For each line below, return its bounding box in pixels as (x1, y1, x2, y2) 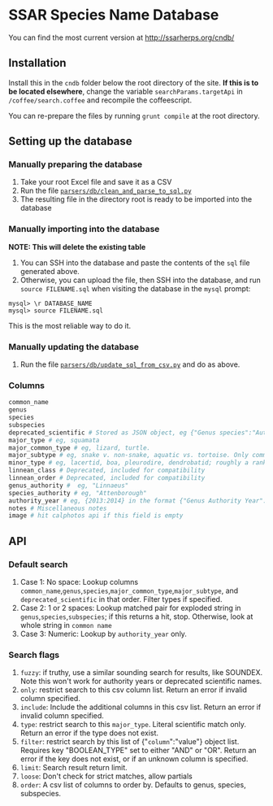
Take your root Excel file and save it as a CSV (19, 177, 172, 187)
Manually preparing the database (8, 159, 143, 170)
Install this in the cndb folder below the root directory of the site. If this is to (8, 77, 259, 87)
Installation (8, 56, 67, 70)
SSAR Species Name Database (8, 6, 219, 24)
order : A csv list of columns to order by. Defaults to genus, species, (19, 780, 246, 790)
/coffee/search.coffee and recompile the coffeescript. (8, 95, 193, 105)
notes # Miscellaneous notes (8, 504, 107, 512)
